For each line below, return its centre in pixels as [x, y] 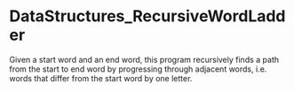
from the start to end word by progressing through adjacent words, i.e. [138, 69]
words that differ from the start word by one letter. [101, 78]
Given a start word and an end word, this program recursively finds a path [144, 59]
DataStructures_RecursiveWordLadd [147, 16]
